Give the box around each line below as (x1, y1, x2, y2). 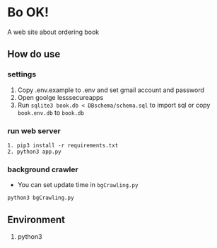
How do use (7, 48, 61, 60)
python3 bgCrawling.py (7, 194, 74, 202)
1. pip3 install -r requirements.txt (7, 142, 119, 149)
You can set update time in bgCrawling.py (17, 181, 139, 189)
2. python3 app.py (7, 148, 61, 155)
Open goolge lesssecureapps (17, 93, 104, 101)
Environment (7, 213, 66, 225)
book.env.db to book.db (17, 108, 85, 117)
